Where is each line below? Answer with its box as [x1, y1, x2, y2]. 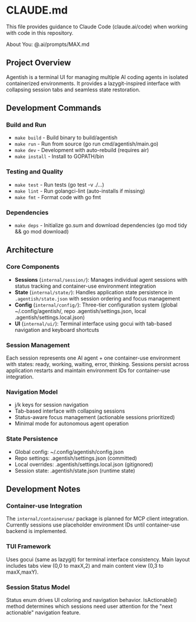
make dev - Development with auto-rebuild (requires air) [14, 147, 149, 154]
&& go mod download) [14, 228, 69, 235]
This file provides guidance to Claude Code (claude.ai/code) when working [6, 23, 188, 30]
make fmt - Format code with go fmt [14, 193, 101, 200]
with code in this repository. [6, 29, 74, 36]
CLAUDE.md [6, 4, 68, 17]
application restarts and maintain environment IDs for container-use [6, 367, 171, 374]
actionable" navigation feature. [6, 608, 81, 616]
